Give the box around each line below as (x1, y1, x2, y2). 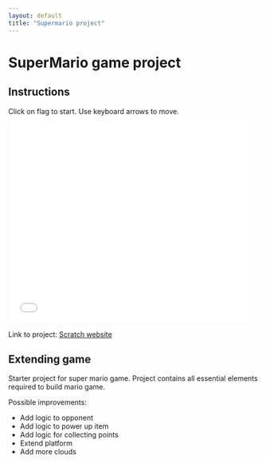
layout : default (8, 11, 62, 20)
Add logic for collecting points (19, 430, 119, 440)
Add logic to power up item (19, 421, 109, 431)
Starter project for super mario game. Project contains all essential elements (8, 374, 258, 383)
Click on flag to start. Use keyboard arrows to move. (8, 106, 179, 116)
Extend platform (19, 438, 73, 448)
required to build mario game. (8, 382, 106, 392)
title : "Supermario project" (8, 19, 105, 27)
